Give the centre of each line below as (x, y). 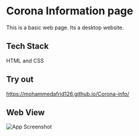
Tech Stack (27, 46)
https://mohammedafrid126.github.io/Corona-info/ (68, 94)
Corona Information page (70, 11)
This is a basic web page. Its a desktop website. (65, 27)
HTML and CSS (25, 60)
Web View (25, 112)
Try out (20, 80)
